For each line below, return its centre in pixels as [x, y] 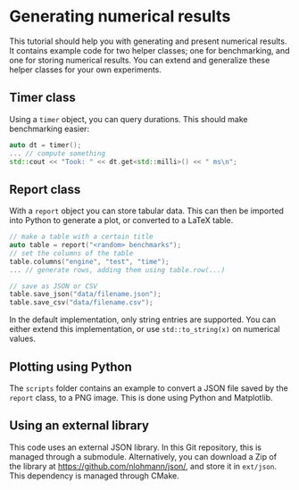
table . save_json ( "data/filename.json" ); [86, 295]
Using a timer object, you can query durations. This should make [129, 119]
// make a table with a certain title [81, 237]
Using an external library [79, 426]
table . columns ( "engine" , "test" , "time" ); [89, 262]
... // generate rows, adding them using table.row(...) [117, 270]
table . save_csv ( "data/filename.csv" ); [81, 303]
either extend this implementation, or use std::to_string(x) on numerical [145, 329]
